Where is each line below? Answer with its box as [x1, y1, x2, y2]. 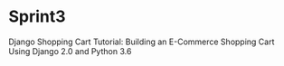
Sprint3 [8, 6, 66, 27]
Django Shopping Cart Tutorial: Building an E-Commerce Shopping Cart [8, 36, 275, 47]
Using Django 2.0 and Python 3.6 [8, 45, 132, 56]
